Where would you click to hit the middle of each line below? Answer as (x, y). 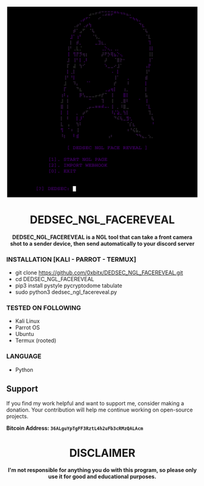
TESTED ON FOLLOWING (44, 308)
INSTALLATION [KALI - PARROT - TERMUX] (71, 259)
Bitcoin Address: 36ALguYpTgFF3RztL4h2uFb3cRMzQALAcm (75, 428)
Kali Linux (27, 321)
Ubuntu (25, 334)
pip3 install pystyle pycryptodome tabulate (69, 286)
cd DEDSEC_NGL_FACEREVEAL (55, 279)
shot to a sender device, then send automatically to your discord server (102, 243)
